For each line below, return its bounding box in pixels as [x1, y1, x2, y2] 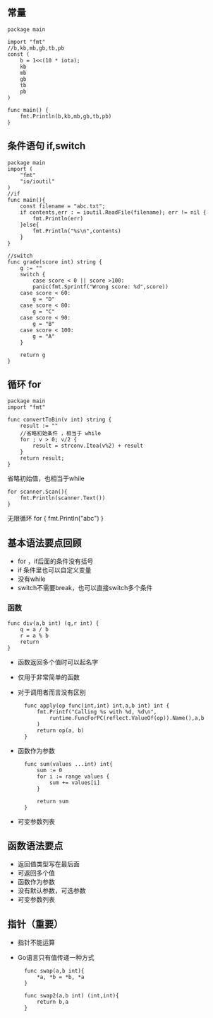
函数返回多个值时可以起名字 [17, 657, 99, 666]
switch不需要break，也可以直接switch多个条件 [17, 584, 153, 592]
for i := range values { [36, 773, 110, 780]
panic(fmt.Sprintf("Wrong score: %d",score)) [32, 283, 169, 290]
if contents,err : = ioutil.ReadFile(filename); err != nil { [20, 208, 207, 216]
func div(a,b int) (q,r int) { [7, 619, 99, 627]
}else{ [20, 221, 39, 228]
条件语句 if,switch [7, 140, 86, 152]
